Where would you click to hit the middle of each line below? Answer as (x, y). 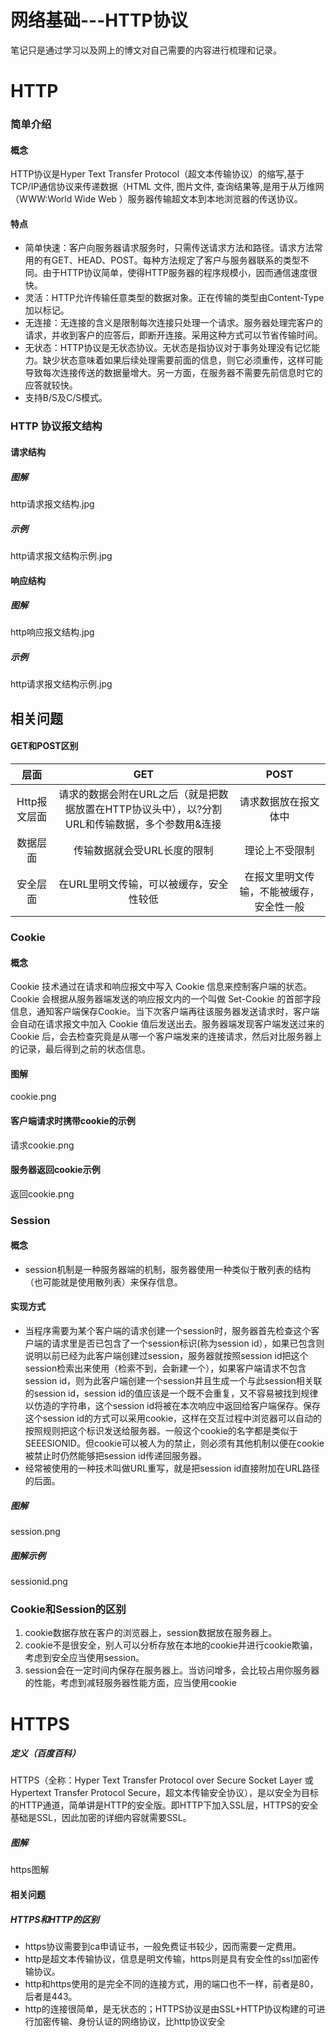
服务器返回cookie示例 (55, 1170)
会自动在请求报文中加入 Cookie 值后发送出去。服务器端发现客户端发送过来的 (167, 1024)
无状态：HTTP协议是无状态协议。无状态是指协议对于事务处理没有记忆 (168, 348)
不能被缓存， (289, 892)
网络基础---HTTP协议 (99, 20)
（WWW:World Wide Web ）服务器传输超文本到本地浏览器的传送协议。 (156, 199)
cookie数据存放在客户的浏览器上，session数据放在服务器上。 (151, 1633)
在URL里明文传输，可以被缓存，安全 (143, 884)
